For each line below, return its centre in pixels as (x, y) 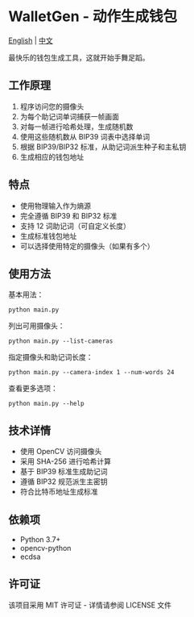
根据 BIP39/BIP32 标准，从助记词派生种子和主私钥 (103, 147)
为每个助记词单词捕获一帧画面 (69, 116)
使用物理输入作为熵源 (55, 206)
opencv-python (45, 548)
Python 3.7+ (40, 540)
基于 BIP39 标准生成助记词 (64, 472)
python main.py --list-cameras (61, 341)
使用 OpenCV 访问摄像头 (61, 452)
